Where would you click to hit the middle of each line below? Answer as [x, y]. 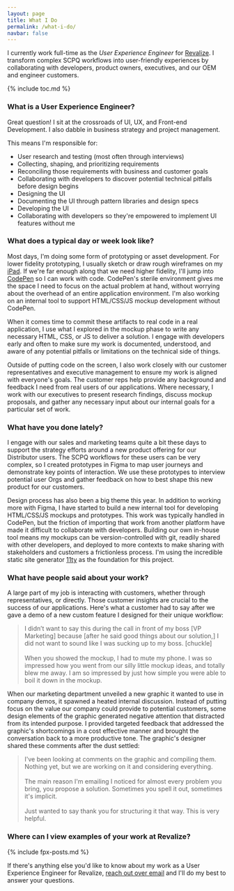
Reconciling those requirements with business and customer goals [113, 171]
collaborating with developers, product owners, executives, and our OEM [112, 68]
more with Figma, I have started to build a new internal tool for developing [113, 508]
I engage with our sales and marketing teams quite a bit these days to [107, 443]
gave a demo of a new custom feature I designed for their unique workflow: [116, 615]
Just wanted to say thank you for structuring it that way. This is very [122, 811]
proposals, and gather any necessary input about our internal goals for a [111, 402]
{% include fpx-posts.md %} [48, 852]
